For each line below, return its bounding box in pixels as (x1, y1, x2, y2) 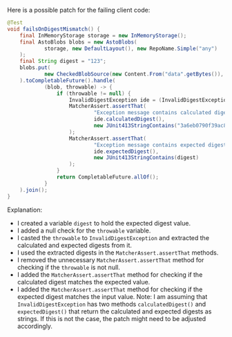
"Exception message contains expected (93, 141, 206, 148)
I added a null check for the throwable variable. (17, 226, 151, 235)
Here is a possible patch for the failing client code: (7, 6, 151, 14)
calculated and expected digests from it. (17, 241, 133, 249)
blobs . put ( (19, 64, 51, 71)
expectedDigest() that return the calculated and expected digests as (17, 307, 212, 316)
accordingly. (17, 322, 53, 330)
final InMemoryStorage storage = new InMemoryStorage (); (19, 32, 187, 39)
